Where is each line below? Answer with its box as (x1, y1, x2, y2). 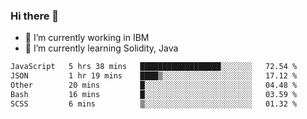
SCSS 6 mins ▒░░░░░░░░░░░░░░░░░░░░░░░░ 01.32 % (10, 99, 298, 109)
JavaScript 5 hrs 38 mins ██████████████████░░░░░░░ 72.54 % (10, 62, 298, 72)
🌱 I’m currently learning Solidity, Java (24, 42, 179, 54)
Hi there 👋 (10, 9, 60, 23)
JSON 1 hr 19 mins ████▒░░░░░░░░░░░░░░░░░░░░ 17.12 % (10, 71, 298, 81)
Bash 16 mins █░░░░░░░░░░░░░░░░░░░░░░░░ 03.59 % (10, 89, 298, 99)
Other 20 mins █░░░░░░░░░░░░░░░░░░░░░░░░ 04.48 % (10, 80, 298, 91)
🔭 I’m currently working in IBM (24, 32, 150, 44)
